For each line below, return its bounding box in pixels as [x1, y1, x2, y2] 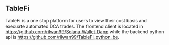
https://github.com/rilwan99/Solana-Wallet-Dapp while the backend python [5, 28, 164, 35]
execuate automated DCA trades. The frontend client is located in [5, 23, 143, 29]
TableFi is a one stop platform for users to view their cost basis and [5, 17, 147, 24]
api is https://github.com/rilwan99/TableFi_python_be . [5, 34, 119, 40]
